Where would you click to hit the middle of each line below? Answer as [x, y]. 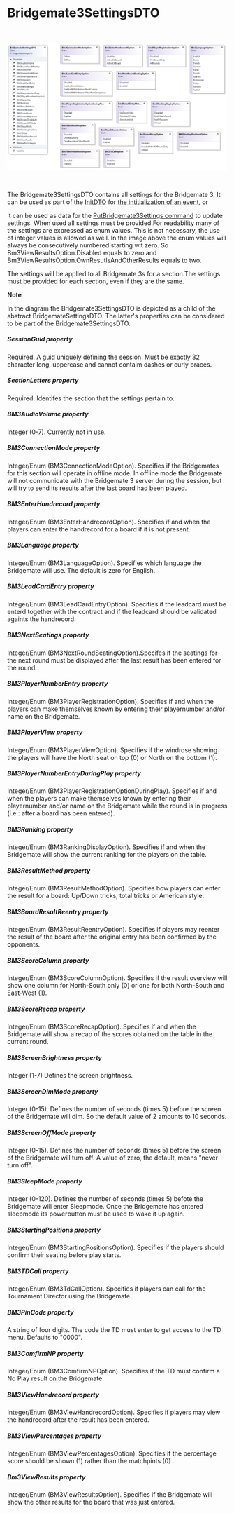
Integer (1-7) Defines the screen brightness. [70, 1076]
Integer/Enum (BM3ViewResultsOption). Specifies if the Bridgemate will [110, 1494]
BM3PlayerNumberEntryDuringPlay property [74, 773]
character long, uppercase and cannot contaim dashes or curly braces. [110, 364]
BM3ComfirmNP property [45, 1353]
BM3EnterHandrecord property [54, 504]
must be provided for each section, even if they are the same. [96, 281]
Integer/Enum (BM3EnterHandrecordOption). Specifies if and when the [109, 522]
